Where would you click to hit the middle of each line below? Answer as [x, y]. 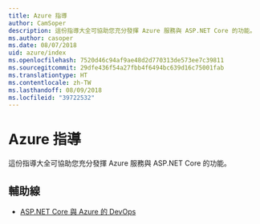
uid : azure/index [37, 53]
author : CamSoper [37, 23]
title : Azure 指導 [38, 16]
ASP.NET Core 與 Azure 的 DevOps [78, 212]
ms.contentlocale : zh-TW [50, 82]
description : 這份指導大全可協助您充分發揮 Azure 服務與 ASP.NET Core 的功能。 [132, 30]
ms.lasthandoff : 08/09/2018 [55, 90]
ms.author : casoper [41, 38]
